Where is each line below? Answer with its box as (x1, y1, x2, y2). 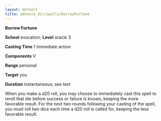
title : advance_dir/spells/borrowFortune (5, 12, 90, 16)
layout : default (5, 7, 38, 12)
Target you (5, 72, 28, 77)
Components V (5, 53, 36, 59)
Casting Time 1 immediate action (5, 44, 71, 49)
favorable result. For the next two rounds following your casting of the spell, (5, 101, 156, 106)
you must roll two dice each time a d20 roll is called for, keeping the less (5, 106, 149, 112)
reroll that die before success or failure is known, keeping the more (5, 95, 139, 102)
